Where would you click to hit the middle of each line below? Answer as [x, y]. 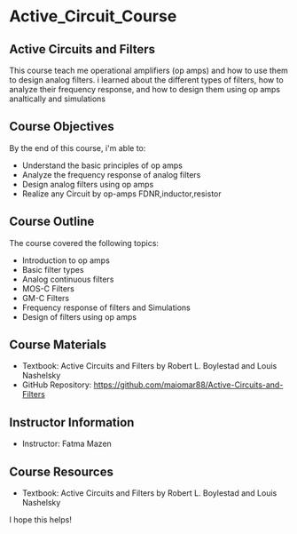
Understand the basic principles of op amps [102, 165]
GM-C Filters [46, 298]
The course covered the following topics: [84, 243]
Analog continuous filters [68, 279]
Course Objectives [62, 127]
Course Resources [61, 471]
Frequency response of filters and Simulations [106, 307]
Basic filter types [53, 269]
